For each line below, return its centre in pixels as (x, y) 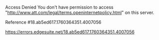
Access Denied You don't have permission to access (59, 7)
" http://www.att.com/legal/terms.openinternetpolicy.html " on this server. (80, 12)
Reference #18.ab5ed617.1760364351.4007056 (53, 22)
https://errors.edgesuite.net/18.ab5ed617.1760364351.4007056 (70, 32)
